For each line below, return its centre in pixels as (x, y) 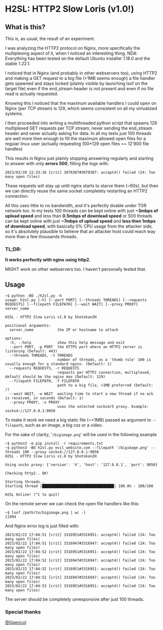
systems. (14, 114)
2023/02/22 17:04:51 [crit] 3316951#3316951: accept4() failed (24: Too (80, 535)
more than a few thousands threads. (41, 237)
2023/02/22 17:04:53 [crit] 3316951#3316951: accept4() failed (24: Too (80, 586)
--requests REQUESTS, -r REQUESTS (44, 368)
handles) (14, 149)
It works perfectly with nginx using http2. (48, 260)
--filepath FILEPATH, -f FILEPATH (44, 381)
